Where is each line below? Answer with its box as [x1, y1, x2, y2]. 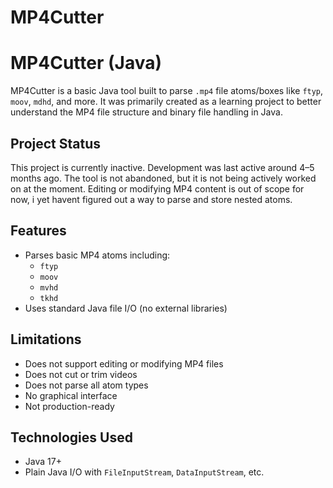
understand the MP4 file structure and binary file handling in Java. [10, 106, 283, 118]
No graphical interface [24, 389, 118, 401]
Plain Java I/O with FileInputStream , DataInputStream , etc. [24, 466, 265, 478]
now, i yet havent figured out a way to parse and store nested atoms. [10, 193, 293, 205]
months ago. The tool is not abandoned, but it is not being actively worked [10, 172, 317, 184]
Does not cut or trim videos [24, 368, 138, 380]
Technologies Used [10, 429, 133, 446]
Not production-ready [24, 400, 115, 412]
